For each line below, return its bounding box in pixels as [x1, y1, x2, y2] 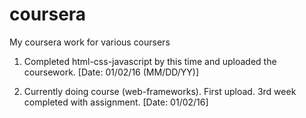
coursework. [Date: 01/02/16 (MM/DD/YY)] [23, 66, 200, 78]
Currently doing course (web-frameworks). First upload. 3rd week [23, 85, 297, 97]
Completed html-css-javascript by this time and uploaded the [23, 55, 277, 67]
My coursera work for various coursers [9, 36, 171, 48]
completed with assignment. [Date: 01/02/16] [23, 96, 209, 108]
